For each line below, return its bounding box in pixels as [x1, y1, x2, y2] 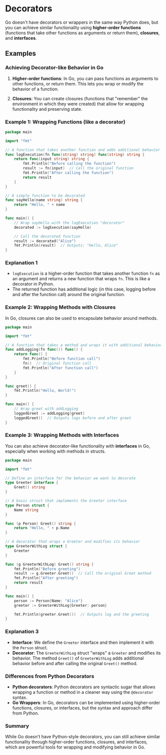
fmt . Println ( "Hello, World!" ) [14, 388, 77, 393]
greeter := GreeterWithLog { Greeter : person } [14, 603, 107, 608]
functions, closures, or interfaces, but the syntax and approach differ [12, 705, 153, 711]
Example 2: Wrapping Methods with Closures [5, 304, 116, 311]
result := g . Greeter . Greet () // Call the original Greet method [14, 571, 152, 576]
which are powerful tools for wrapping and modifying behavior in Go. [5, 744, 146, 750]
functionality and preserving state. [12, 106, 83, 112]
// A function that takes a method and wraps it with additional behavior [5, 342, 163, 347]
